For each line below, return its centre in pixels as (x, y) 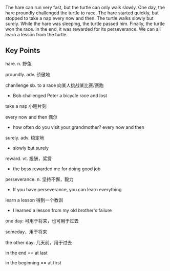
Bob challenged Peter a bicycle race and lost (60, 95)
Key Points (23, 51)
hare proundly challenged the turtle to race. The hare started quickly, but (82, 13)
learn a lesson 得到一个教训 (34, 200)
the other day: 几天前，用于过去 (39, 242)
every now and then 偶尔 (31, 117)
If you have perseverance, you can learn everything (67, 189)
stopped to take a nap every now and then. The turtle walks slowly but (79, 18)
